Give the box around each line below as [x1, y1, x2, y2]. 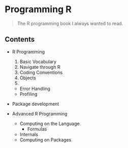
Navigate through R [19, 64, 60, 70]
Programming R [5, 4, 72, 15]
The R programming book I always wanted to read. [17, 20, 123, 26]
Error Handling [19, 85, 50, 92]
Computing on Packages [19, 136, 72, 143]
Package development [12, 101, 59, 107]
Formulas [27, 126, 47, 132]
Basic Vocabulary [19, 58, 57, 65]
